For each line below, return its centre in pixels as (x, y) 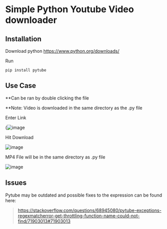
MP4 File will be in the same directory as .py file (55, 157)
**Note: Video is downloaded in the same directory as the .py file (74, 108)
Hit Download (20, 137)
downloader (31, 20)
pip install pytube (26, 70)
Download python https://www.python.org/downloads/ (62, 51)
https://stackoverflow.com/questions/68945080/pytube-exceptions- (89, 210)
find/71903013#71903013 (44, 221)
